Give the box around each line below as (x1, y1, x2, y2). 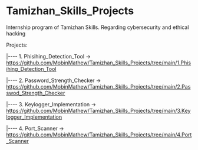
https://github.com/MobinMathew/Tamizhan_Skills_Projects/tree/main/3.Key (6, 107, 191, 114)
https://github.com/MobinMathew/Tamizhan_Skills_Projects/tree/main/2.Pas (6, 83, 191, 90)
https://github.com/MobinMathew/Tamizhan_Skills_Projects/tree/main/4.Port (6, 131, 192, 138)
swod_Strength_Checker (6, 89, 65, 96)
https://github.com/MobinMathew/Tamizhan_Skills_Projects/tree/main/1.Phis (6, 59, 192, 66)
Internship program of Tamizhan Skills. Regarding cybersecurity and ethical (6, 24, 189, 31)
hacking (6, 30, 26, 37)
